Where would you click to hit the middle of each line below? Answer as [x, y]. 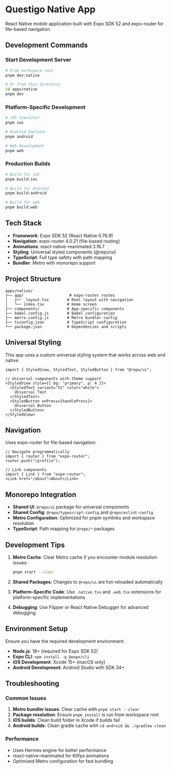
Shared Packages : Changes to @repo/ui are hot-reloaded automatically [88, 582]
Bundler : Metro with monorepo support [54, 263]
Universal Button [33, 406]
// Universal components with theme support [53, 379]
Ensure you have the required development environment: [65, 641]
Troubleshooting [32, 684]
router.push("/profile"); [33, 461]
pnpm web [15, 151]
